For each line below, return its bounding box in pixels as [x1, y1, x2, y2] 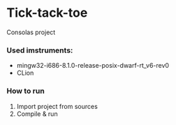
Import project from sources [16, 102, 98, 110]
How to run [6, 86, 45, 96]
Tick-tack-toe [6, 5, 88, 21]
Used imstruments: [6, 45, 73, 55]
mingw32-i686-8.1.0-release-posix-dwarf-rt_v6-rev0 [16, 61, 169, 70]
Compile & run [16, 110, 58, 118]
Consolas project [6, 28, 56, 36]
